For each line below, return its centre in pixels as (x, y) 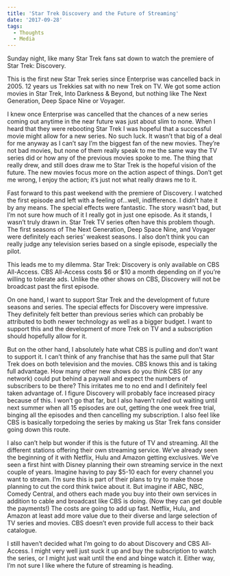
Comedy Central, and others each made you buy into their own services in (112, 494)
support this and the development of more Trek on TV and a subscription (110, 329)
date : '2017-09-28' (35, 20)
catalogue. (22, 530)
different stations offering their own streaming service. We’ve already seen (112, 451)
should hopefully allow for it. (47, 336)
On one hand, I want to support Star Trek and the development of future (108, 300)
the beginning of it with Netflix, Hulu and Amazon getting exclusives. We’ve (113, 457)
